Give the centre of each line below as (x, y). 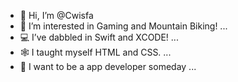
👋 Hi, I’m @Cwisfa (56, 15)
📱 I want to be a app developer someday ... (108, 66)
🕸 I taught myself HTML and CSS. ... (95, 52)
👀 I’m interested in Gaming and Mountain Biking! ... (123, 26)
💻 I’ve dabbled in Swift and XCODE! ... (99, 37)
